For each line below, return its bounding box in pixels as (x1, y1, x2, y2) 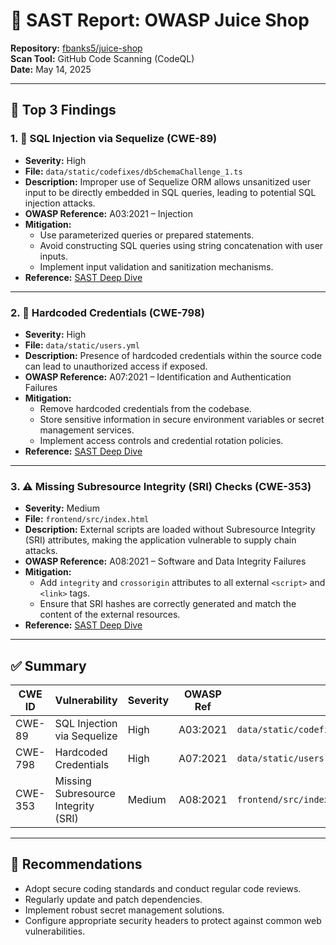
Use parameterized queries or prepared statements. (39, 229, 255, 241)
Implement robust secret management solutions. (24, 904, 225, 916)
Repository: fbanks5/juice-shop (10, 42, 143, 54)
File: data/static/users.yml (24, 339, 140, 351)
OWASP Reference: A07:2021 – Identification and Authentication (24, 370, 292, 383)
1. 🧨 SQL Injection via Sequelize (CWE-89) (10, 132, 218, 146)
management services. (39, 424, 135, 436)
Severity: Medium (24, 502, 100, 514)
